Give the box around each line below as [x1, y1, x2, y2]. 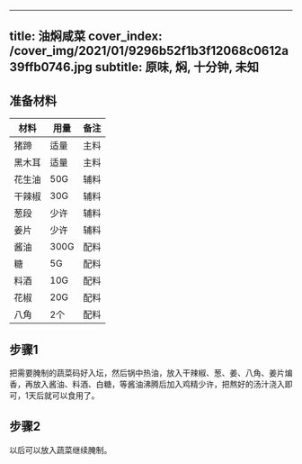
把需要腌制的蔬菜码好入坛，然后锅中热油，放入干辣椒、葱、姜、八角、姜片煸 [9, 368, 293, 378]
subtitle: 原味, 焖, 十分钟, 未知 [94, 59, 259, 75]
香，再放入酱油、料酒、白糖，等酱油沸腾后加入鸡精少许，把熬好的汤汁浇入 [9, 379, 285, 390]
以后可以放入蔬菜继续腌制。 [9, 444, 112, 455]
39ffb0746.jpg [9, 59, 93, 75]
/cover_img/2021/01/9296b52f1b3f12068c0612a [9, 43, 289, 59]
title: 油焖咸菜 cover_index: [9, 29, 164, 44]
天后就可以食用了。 [28, 390, 100, 401]
